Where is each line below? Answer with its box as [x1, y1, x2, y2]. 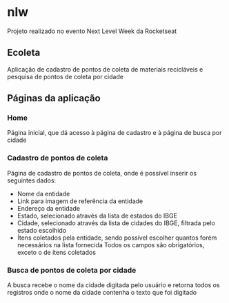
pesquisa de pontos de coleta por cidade [7, 72, 124, 81]
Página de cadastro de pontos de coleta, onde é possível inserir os [7, 169, 197, 177]
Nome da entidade [17, 189, 70, 198]
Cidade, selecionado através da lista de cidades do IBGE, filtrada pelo [17, 218, 215, 227]
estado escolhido [17, 226, 67, 234]
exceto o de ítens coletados [17, 248, 97, 256]
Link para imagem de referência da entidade [17, 197, 143, 205]
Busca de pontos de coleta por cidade [7, 265, 137, 275]
